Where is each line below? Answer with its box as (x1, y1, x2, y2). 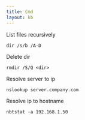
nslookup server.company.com (6, 86, 79, 93)
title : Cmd (6, 8, 34, 15)
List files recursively (6, 31, 56, 38)
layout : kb (6, 14, 34, 20)
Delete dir (6, 53, 31, 60)
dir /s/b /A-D (6, 43, 42, 49)
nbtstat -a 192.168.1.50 (6, 109, 68, 115)
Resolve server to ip (6, 75, 56, 82)
